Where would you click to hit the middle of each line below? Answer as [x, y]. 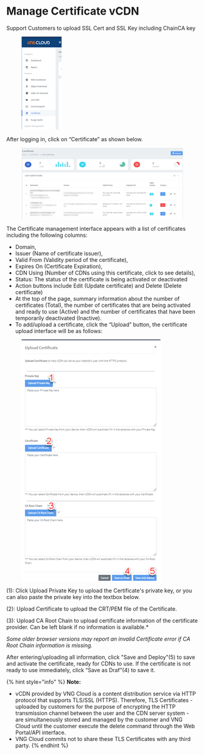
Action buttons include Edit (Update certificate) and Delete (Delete [98, 286]
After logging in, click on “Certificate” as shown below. [75, 139]
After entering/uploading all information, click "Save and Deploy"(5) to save [101, 657]
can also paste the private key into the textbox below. [73, 597]
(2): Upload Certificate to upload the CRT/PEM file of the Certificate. [92, 609]
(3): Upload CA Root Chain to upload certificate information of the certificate [102, 621]
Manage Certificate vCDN [73, 11]
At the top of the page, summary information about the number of [97, 299]
